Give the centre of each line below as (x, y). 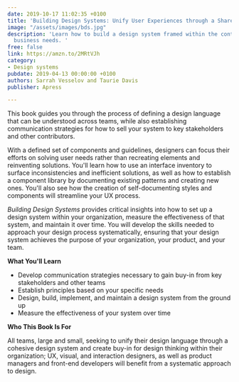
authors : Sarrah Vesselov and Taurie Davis (73, 80)
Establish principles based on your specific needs (90, 291)
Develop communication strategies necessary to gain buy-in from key (119, 275)
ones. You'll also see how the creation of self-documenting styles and (110, 188)
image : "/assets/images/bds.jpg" (57, 27)
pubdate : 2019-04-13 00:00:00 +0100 (62, 74)
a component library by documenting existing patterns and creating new (113, 181)
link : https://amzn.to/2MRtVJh (54, 54)
